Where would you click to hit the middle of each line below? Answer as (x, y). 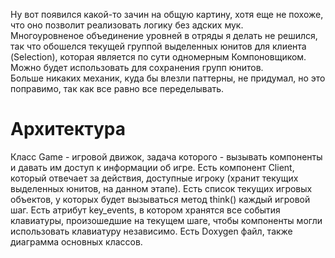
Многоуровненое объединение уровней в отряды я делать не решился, (164, 35)
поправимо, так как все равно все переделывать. (117, 88)
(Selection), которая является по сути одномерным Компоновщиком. (158, 57)
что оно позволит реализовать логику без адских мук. (127, 25)
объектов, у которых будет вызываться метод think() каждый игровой (160, 199)
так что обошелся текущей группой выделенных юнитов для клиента (158, 46)
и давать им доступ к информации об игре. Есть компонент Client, (152, 167)
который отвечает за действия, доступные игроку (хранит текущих (154, 178)
